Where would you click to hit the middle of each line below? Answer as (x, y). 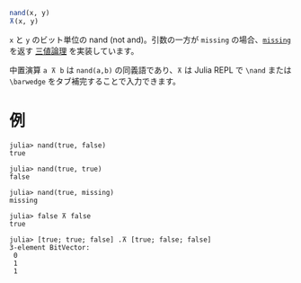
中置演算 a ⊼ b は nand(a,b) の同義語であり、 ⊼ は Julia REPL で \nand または (150, 70)
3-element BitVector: (50, 247)
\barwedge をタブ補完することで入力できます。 (95, 81)
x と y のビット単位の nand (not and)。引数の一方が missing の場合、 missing (150, 40)
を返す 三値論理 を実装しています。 (74, 50)
